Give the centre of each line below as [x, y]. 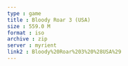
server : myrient [32, 45]
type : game [24, 13]
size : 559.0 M [29, 26]
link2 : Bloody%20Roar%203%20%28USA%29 [64, 52]
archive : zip [28, 39]
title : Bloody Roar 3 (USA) [49, 20]
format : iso [26, 33]
